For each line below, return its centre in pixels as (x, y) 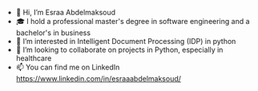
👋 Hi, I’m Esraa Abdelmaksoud (66, 12)
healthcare (34, 58)
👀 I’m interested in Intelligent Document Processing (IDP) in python (126, 41)
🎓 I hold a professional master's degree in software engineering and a (133, 21)
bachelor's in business (53, 33)
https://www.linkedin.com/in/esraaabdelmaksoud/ (99, 79)
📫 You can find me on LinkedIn (68, 67)
